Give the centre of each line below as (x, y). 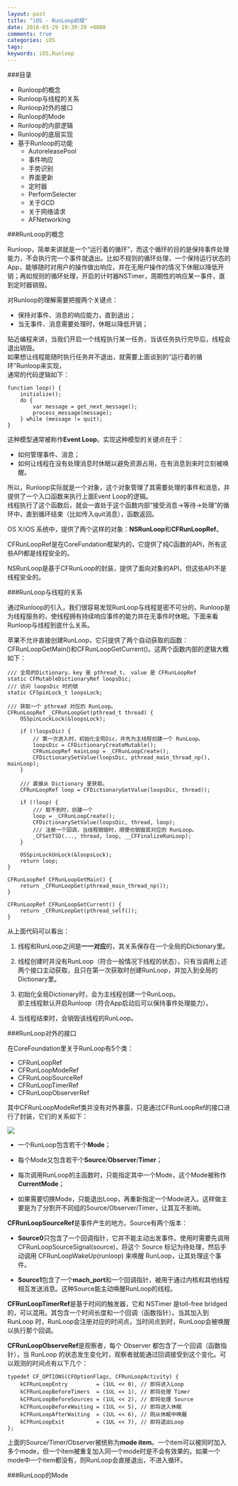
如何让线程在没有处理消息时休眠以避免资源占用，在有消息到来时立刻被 (120, 463)
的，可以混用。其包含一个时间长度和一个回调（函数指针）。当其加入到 (108, 1313)
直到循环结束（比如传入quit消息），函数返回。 (92, 514)
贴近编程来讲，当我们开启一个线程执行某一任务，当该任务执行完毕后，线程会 (119, 339)
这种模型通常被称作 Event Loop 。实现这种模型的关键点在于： (96, 439)
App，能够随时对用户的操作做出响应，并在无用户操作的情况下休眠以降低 (113, 266)
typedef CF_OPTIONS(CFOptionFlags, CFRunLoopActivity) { (93, 1377)
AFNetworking (49, 219)
